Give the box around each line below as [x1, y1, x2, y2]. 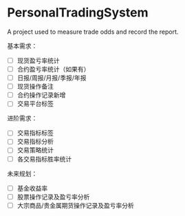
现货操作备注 [17, 83, 54, 91]
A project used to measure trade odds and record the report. [7, 28, 179, 36]
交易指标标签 [17, 129, 54, 137]
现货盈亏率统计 [17, 56, 60, 65]
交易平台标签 [17, 100, 54, 108]
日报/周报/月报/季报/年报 [17, 74, 87, 82]
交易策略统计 [17, 146, 54, 154]
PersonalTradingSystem [7, 5, 149, 21]
